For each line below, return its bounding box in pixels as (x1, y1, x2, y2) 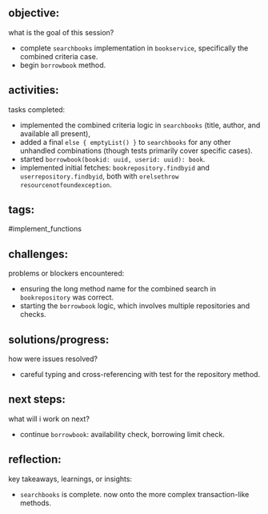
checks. (19, 310, 46, 319)
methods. (19, 498, 52, 508)
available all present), (19, 128, 90, 139)
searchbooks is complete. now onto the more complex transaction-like (19, 489, 250, 499)
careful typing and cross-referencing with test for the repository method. (19, 370, 261, 379)
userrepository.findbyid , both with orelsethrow (19, 171, 179, 181)
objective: (8, 6, 60, 20)
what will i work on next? (8, 414, 90, 424)
